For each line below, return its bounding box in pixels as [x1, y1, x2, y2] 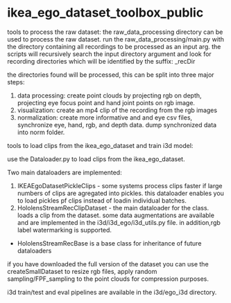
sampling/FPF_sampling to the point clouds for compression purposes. [7, 275, 209, 283]
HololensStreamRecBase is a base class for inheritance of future [17, 239, 202, 247]
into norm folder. [17, 128, 65, 136]
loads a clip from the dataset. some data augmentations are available [17, 211, 215, 219]
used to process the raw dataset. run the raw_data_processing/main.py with [7, 35, 224, 43]
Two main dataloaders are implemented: [7, 168, 123, 176]
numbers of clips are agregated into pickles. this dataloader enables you [17, 189, 224, 197]
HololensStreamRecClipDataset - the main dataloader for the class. [17, 203, 209, 212]
